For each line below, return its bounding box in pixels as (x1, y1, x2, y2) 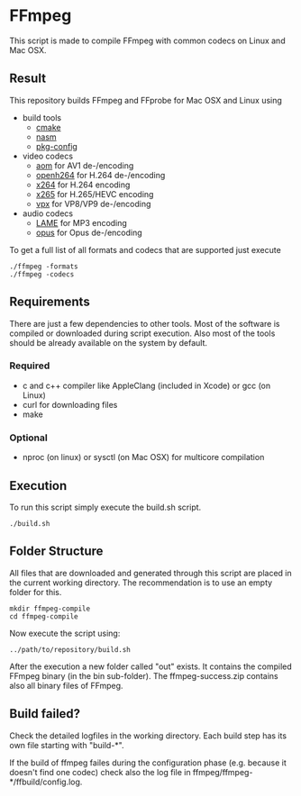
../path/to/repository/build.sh (9, 645, 131, 654)
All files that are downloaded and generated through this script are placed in (9, 567, 292, 578)
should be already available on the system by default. (9, 337, 207, 348)
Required (9, 359, 50, 372)
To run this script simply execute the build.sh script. (9, 502, 202, 512)
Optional (9, 431, 48, 444)
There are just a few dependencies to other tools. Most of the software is (9, 318, 280, 329)
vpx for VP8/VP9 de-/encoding (35, 198, 151, 209)
